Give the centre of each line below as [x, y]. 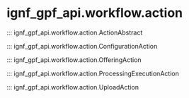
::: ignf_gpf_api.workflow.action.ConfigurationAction [82, 46]
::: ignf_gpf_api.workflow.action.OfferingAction [74, 60]
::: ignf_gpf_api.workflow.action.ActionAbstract [75, 32]
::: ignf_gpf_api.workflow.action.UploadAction [73, 87]
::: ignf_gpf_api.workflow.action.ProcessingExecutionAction [93, 73]
